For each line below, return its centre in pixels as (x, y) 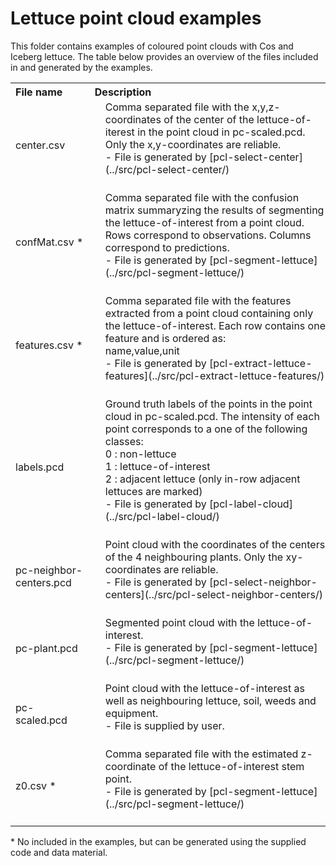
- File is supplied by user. (164, 725)
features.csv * (49, 345)
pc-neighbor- (49, 570)
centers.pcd (43, 583)
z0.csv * (36, 786)
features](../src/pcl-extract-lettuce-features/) (214, 375)
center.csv (40, 145)
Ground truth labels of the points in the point (208, 404)
